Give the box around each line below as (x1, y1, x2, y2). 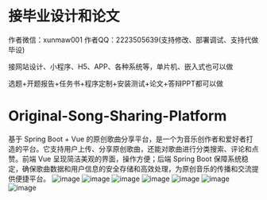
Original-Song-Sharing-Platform (8, 107, 227, 125)
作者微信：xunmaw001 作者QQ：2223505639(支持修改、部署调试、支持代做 (8, 35, 259, 44)
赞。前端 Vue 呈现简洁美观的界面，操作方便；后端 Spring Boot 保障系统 (8, 154, 242, 163)
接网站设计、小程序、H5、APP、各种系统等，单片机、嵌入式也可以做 (8, 61, 234, 71)
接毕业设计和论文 (8, 7, 121, 25)
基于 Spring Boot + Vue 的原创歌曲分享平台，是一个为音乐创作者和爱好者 (8, 134, 246, 144)
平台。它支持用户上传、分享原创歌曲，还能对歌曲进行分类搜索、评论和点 (21, 144, 259, 153)
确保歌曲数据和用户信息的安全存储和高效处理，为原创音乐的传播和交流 (21, 163, 252, 173)
